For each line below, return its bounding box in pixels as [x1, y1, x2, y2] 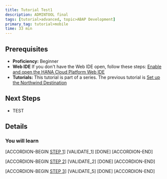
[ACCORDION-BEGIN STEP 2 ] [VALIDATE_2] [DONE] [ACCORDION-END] [5, 158, 155, 164]
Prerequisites [5, 45, 48, 53]
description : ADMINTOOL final [5, 12, 69, 17]
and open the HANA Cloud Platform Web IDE [12, 69, 105, 75]
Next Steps [5, 94, 41, 103]
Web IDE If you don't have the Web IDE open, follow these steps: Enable [12, 64, 162, 70]
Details [5, 122, 28, 131]
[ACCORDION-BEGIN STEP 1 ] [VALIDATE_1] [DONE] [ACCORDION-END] [5, 149, 153, 155]
